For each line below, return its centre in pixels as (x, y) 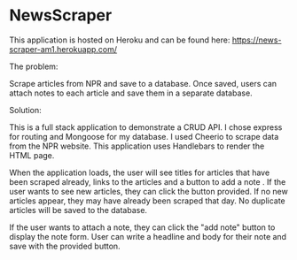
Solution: (25, 110)
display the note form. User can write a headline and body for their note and (148, 236)
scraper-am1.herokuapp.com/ (63, 49)
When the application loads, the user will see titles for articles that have (140, 172)
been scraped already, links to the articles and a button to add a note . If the (148, 181)
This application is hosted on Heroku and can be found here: (120, 40)
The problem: (34, 66)
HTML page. (32, 155)
